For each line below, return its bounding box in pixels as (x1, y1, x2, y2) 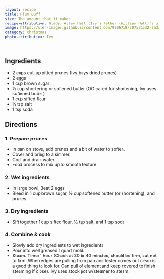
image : (5, 25, 19, 30)
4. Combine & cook (5, 231, 51, 238)
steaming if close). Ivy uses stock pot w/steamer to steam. (12, 268, 130, 274)
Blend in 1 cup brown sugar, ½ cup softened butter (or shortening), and (12, 190, 155, 196)
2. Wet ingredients (5, 174, 50, 181)
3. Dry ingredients (5, 208, 49, 214)
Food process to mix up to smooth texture (12, 162, 97, 168)
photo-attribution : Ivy (5, 35, 54, 40)
